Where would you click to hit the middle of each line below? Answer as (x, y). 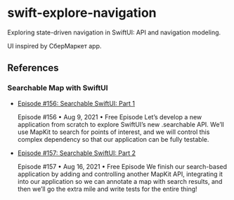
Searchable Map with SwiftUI (58, 88)
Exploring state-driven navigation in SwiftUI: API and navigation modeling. (114, 32)
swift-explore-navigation (82, 13)
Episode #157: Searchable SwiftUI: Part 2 (76, 153)
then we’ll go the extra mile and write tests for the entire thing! (108, 189)
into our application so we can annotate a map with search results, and (120, 181)
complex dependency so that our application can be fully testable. (113, 139)
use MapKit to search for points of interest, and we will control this (113, 132)
